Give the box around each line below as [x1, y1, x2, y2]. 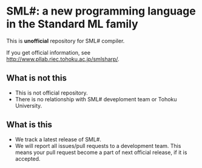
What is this [6, 119, 53, 130]
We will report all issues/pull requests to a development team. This [15, 142, 181, 149]
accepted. [15, 155, 41, 162]
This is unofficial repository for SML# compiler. [6, 37, 125, 44]
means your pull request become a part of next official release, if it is [15, 149, 187, 156]
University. [15, 102, 42, 109]
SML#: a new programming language [6, 4, 196, 18]
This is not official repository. [15, 89, 88, 96]
